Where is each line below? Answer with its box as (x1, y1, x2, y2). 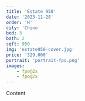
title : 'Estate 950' (6, 8, 57, 15)
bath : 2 (6, 36, 25, 41)
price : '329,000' (6, 52, 49, 58)
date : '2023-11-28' (6, 14, 54, 20)
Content (6, 90, 26, 97)
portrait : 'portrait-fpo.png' (6, 57, 80, 63)
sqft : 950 (6, 41, 30, 47)
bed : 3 (6, 30, 22, 36)
